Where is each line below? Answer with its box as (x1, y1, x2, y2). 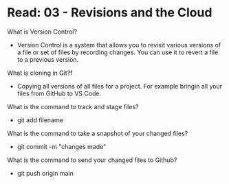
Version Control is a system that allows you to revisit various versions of (17, 41, 221, 49)
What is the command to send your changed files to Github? (7, 156, 177, 164)
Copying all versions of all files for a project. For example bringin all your (17, 82, 222, 90)
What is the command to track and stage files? (7, 102, 139, 111)
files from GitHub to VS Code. (17, 89, 102, 97)
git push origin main (17, 169, 74, 177)
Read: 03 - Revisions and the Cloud (7, 5, 212, 21)
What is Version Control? (7, 27, 78, 36)
